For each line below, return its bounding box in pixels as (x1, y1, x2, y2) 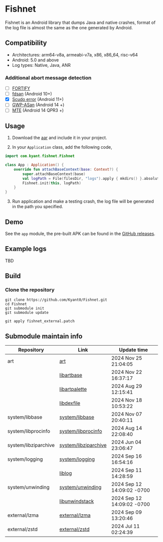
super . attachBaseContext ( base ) (22, 172, 86, 176)
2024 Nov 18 (111, 397, 142, 404)
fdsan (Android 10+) (12, 91, 52, 97)
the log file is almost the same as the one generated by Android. (5, 24, 133, 30)
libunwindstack (59, 498, 94, 505)
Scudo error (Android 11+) (12, 97, 64, 102)
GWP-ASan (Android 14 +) (12, 102, 65, 108)
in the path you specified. (12, 204, 63, 210)
